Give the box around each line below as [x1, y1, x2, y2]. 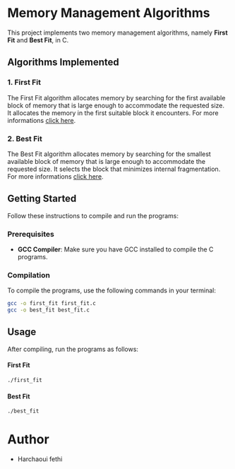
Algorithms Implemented [7, 57, 120, 69]
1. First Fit [7, 78, 41, 88]
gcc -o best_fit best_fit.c [7, 307, 90, 314]
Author [7, 432, 49, 448]
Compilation [7, 270, 51, 280]
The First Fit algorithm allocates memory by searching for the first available [7, 93, 226, 102]
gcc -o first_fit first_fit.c [7, 300, 97, 307]
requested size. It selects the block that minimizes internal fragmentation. [7, 165, 221, 173]
